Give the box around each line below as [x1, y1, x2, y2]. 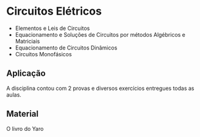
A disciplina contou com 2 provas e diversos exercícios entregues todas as [6, 84, 195, 92]
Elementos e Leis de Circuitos [15, 24, 90, 32]
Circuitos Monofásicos [15, 50, 72, 57]
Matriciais [15, 37, 40, 45]
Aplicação [6, 68, 46, 79]
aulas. [6, 91, 21, 98]
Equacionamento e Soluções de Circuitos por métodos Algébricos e [15, 31, 186, 38]
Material [6, 109, 38, 119]
